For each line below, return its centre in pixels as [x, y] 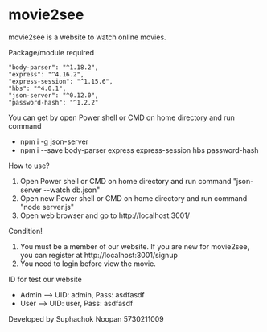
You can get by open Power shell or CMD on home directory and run [121, 117]
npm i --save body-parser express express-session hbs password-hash [139, 150]
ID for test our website [45, 279]
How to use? [29, 166]
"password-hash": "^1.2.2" [53, 102]
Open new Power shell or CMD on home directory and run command [133, 198]
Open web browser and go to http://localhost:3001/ [105, 215]
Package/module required [51, 52]
